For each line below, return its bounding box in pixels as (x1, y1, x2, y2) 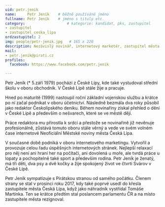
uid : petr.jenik (5, 7, 38, 12)
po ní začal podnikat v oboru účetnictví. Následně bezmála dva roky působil (5, 100, 159, 106)
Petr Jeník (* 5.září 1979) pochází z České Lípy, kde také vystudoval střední (5, 80, 158, 86)
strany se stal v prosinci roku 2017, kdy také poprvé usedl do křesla (5, 180, 141, 187)
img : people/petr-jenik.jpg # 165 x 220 (5, 39, 94, 44)
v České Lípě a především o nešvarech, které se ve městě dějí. (5, 110, 132, 116)
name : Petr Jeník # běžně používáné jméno (5, 12, 109, 17)
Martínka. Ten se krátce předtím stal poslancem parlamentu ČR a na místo (5, 191, 155, 197)
